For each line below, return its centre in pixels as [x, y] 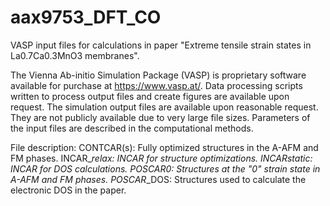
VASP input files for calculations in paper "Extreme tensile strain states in [161, 45]
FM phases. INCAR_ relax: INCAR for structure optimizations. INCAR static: [161, 158]
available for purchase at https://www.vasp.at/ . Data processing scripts [156, 85]
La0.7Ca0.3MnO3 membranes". [75, 55]
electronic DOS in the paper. [68, 190]
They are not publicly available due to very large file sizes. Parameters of [160, 117]
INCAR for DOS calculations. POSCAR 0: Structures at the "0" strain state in [165, 168]
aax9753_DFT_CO [86, 17]
